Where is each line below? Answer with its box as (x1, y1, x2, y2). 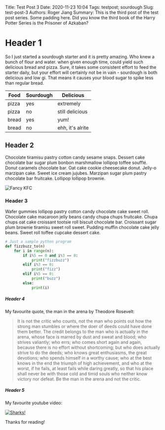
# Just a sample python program (5, 239, 71, 244)
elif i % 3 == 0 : (23, 262, 54, 267)
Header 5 (5, 387, 25, 393)
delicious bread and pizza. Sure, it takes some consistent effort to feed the (5, 64, 157, 70)
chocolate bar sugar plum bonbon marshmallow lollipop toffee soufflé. (5, 160, 148, 165)
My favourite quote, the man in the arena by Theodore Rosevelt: (5, 308, 135, 314)
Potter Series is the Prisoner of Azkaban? (5, 20, 89, 26)
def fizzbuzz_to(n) (5, 244, 45, 249)
